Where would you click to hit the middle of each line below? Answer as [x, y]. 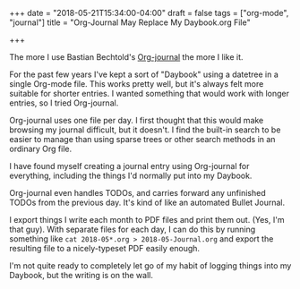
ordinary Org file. [41, 149]
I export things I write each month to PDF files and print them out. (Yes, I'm [147, 220]
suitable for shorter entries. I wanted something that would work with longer [149, 93]
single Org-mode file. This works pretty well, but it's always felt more [137, 84]
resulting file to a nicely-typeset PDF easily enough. [104, 248]
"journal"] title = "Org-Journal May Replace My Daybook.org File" [130, 22]
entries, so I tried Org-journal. [64, 103]
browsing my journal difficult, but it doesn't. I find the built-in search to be [145, 130]
